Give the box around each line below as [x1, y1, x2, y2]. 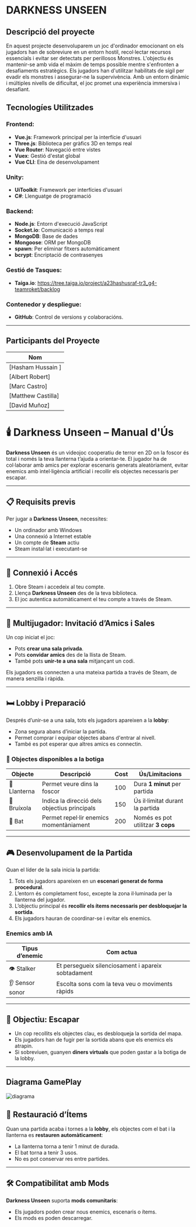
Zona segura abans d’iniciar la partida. [14, 728, 107, 735]
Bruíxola [9, 804, 32, 812]
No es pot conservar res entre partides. [14, 1155, 110, 1162]
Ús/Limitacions [139, 770, 182, 778]
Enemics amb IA [6, 929, 53, 938]
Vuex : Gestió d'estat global [14, 152, 80, 159]
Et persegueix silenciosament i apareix [56, 961, 162, 970]
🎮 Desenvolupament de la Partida [6, 847, 133, 857]
